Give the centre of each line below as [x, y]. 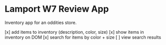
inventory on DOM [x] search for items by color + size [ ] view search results [83, 37]
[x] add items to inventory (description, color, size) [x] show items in [74, 32]
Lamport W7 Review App [57, 9]
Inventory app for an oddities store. [41, 22]
